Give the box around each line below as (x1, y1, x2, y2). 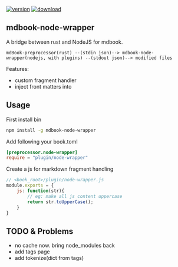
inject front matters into (14, 83, 72, 90)
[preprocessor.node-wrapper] (6, 149, 78, 155)
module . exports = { (6, 183, 54, 188)
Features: (6, 65, 29, 72)
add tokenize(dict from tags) (14, 255, 84, 262)
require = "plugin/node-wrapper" (6, 155, 88, 161)
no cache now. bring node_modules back (14, 242, 115, 249)
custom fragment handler (14, 77, 77, 84)
